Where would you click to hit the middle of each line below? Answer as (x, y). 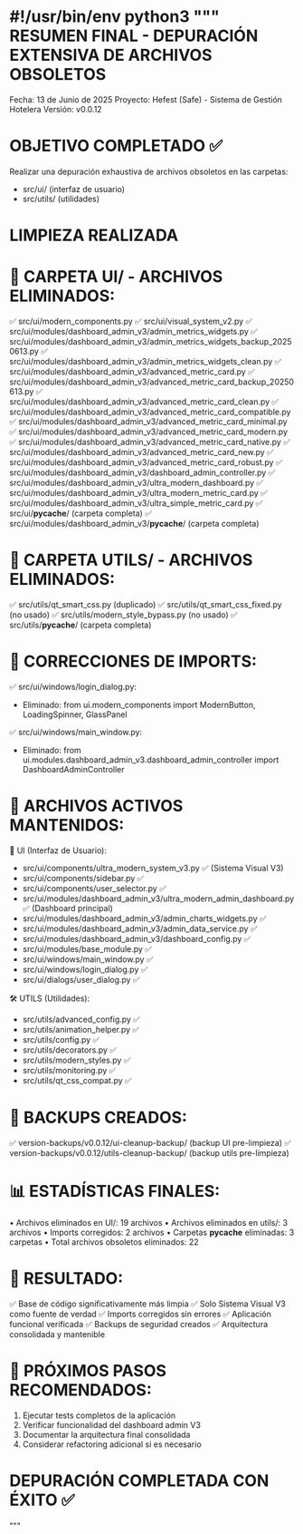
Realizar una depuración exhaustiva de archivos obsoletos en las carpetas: (149, 171)
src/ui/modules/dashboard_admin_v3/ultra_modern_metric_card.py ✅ (139, 493)
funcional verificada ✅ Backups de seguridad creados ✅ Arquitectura (139, 1324)
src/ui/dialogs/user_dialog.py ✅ (81, 979)
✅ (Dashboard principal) (67, 908)
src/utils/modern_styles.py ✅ (76, 1060)
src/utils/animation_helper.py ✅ (81, 1029)
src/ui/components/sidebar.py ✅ (83, 878)
